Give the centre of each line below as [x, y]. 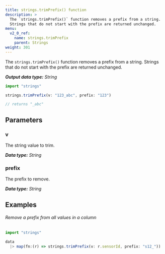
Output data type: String [31, 77]
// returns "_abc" [24, 104]
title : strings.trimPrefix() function [46, 10]
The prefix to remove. [28, 179]
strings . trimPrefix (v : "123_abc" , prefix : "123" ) [58, 95]
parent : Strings [31, 43]
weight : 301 [18, 47]
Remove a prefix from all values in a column [51, 218]
